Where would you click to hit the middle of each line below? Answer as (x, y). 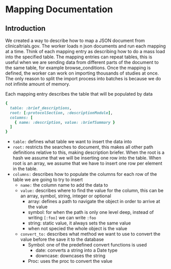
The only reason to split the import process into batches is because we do (83, 79)
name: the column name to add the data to (64, 185)
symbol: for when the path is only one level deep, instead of (91, 212)
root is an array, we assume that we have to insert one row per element (87, 163)
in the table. (25, 169)
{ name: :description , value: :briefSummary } (65, 122)
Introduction (26, 28)
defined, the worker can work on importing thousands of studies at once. (82, 73)
